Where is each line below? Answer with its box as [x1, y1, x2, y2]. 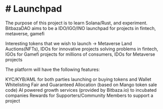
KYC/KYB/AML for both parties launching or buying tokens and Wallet [5, 76, 152, 82]
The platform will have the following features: [5, 66, 100, 72]
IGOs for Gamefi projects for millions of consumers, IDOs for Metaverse [5, 51, 155, 57]
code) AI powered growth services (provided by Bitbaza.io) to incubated [5, 87, 157, 93]
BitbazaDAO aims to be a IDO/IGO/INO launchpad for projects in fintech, [5, 25, 156, 31]
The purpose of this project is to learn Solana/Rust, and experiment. [5, 20, 148, 26]
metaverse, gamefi [5, 30, 45, 37]
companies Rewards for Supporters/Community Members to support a [5, 92, 154, 98]
